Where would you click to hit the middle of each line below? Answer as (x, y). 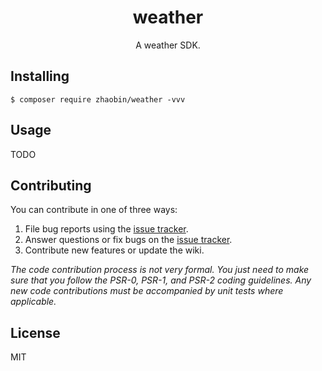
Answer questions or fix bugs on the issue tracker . (128, 240)
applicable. (33, 302)
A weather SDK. (168, 45)
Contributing (51, 185)
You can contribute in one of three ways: (94, 210)
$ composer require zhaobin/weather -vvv (98, 99)
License (35, 332)
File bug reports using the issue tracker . (106, 229)
